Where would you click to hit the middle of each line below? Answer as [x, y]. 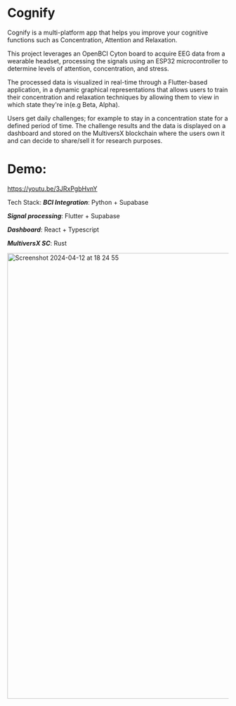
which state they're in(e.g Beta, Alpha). [64, 104]
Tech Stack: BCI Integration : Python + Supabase [78, 202]
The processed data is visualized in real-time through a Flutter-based [107, 82]
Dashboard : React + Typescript [53, 229]
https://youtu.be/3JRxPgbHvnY [52, 189]
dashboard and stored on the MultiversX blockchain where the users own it [116, 133]
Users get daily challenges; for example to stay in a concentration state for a [118, 118]
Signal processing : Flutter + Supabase [64, 215]
